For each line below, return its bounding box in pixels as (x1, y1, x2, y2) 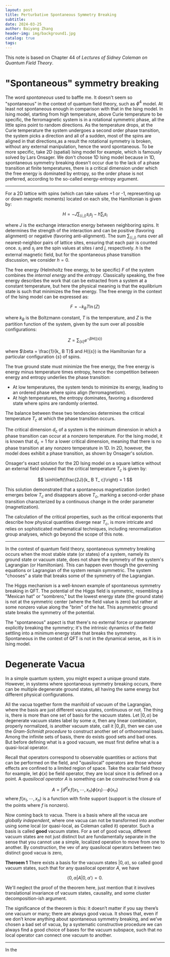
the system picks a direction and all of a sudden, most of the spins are (5, 133, 152, 139)
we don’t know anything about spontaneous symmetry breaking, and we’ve (5, 916, 162, 922)
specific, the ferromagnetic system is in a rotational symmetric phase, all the (5, 117, 164, 123)
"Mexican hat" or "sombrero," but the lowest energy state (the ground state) (5, 593, 164, 599)
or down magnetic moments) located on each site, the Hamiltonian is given (5, 196, 161, 202)
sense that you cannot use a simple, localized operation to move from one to (5, 839, 165, 845)
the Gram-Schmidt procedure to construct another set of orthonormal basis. (5, 728, 164, 734)
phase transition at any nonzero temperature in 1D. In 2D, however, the (5, 445, 152, 451)
